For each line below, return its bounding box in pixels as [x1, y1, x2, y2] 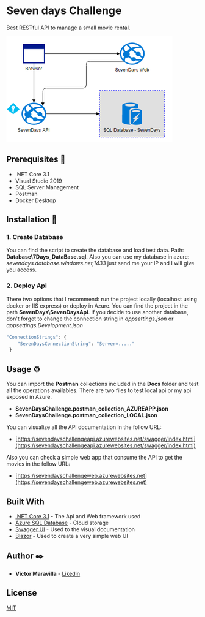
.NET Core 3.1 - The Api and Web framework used [15, 512, 141, 520]
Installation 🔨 [6, 214, 57, 225]
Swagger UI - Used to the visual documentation [15, 525, 135, 533]
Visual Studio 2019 [15, 177, 62, 184]
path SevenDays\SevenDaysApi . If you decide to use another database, [6, 308, 189, 316]
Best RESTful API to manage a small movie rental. [6, 24, 131, 31]
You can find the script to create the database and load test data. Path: [6, 246, 184, 254]
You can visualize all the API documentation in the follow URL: [6, 423, 162, 431]
